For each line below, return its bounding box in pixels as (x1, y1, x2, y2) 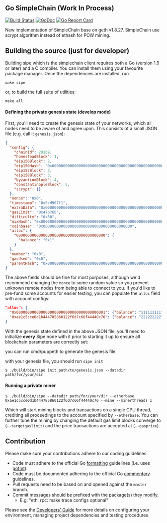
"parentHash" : (9, 261, 39, 266)
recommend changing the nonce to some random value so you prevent (5, 280, 149, 286)
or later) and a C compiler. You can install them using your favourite (5, 65, 143, 71)
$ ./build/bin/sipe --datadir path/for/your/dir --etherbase (5, 394, 135, 399)
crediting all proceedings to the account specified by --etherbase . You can (5, 412, 158, 418)
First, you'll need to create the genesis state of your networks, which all (5, 120, 152, 126)
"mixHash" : (9, 219, 32, 224)
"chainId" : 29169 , (14, 150, 52, 155)
